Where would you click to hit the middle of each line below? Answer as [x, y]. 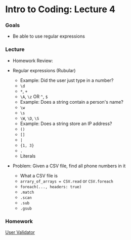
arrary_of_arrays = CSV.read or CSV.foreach [67, 181]
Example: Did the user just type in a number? [67, 80]
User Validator [20, 232]
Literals [28, 156]
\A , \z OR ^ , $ [34, 96]
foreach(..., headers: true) [51, 187]
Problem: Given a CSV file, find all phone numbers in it [69, 166]
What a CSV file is [39, 175]
